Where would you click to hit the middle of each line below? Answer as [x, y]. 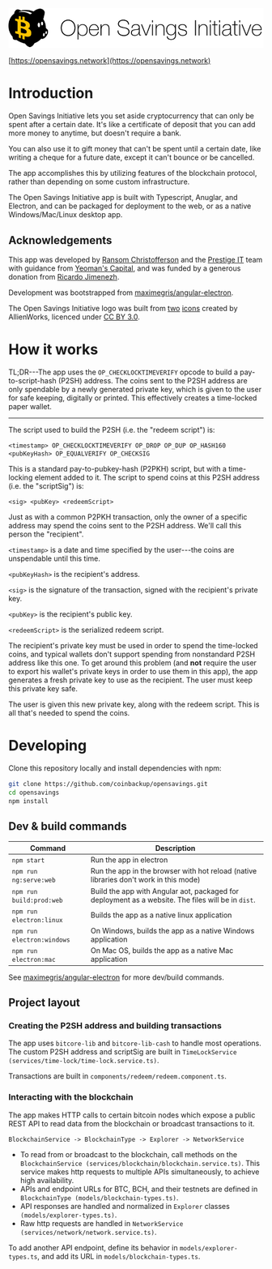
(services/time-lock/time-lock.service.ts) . [84, 1061]
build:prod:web [37, 900]
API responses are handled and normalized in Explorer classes [125, 1206]
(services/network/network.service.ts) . [88, 1232]
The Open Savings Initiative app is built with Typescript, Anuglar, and [123, 198]
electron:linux [37, 920]
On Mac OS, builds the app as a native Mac [162, 951]
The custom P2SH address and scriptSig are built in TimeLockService [123, 1052]
